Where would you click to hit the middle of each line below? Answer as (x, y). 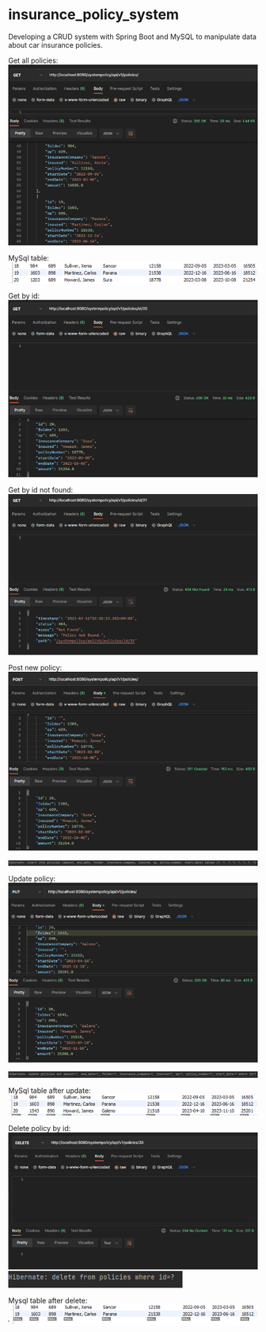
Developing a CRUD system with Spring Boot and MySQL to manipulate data (133, 37)
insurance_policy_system (94, 15)
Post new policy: (35, 668)
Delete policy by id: (40, 1129)
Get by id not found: (41, 489)
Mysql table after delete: (48, 1301)
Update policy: (32, 878)
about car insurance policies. (55, 44)
